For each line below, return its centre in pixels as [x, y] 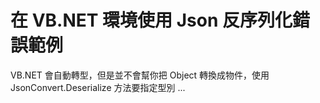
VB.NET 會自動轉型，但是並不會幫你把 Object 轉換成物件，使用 [140, 75]
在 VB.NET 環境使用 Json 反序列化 [151, 20]
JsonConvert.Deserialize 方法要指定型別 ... [98, 87]
